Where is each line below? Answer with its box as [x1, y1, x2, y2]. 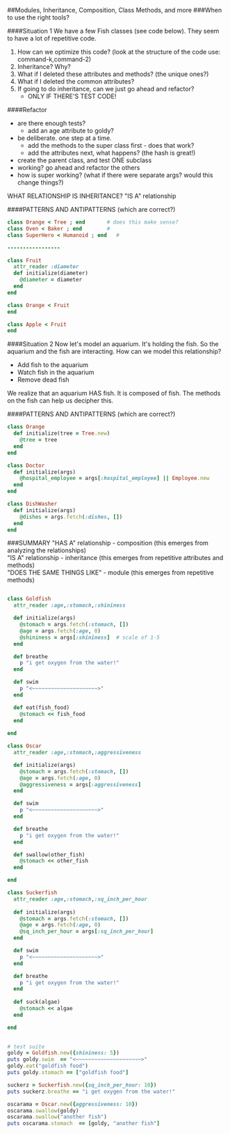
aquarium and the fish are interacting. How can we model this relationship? [7, 348, 222, 356]
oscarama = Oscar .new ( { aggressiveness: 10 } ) [7, 1101, 138, 1108]
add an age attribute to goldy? [27, 127, 115, 134]
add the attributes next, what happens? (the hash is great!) [27, 149, 196, 157]
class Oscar [7, 743, 42, 749]
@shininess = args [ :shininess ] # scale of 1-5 [19, 634, 160, 641]
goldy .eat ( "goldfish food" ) [7, 1062, 89, 1070]
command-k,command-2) [17, 55, 92, 63]
